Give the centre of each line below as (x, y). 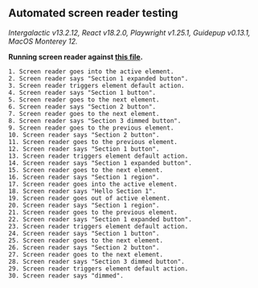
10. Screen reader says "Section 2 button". (84, 135)
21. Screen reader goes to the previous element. (93, 212)
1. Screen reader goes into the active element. (91, 72)
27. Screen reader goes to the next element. (86, 254)
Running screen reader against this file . (76, 56)
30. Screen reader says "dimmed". (66, 276)
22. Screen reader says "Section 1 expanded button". (100, 219)
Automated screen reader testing (93, 13)
